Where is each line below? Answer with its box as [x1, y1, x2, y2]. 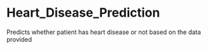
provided [6, 35, 33, 43]
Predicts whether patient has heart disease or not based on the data [6, 28, 202, 36]
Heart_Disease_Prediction [6, 5, 160, 21]
